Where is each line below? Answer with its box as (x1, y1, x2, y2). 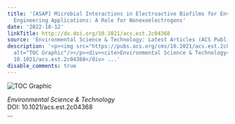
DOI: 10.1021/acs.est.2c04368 (7, 102, 93, 111)
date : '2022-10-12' (7, 23, 64, 30)
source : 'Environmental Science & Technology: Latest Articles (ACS (7, 36, 211, 43)
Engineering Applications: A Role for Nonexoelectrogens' (13, 17, 187, 24)
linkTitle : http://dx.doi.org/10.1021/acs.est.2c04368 (7, 29, 171, 37)
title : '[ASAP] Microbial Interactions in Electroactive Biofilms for (7, 10, 218, 18)
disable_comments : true (7, 62, 77, 69)
